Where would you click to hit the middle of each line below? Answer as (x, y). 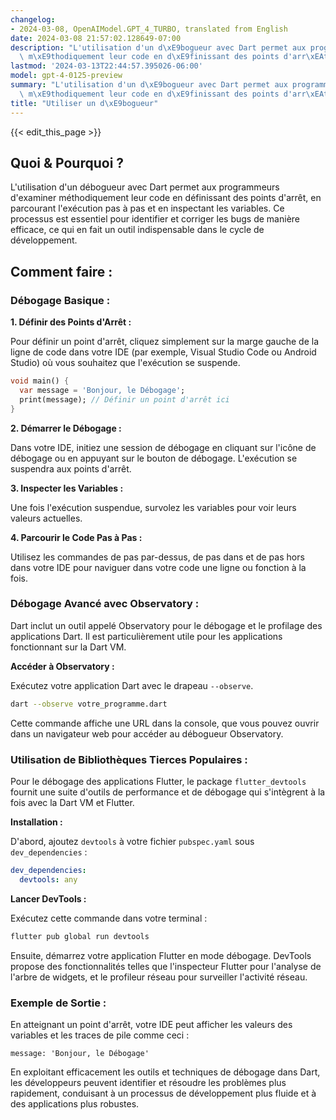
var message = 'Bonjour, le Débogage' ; (102, 390)
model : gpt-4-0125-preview (66, 76)
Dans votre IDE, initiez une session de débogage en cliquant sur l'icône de (163, 447)
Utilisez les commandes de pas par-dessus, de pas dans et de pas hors (157, 557)
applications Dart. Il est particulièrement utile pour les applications (146, 636)
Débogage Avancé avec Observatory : (105, 604)
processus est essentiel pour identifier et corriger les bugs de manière (155, 219)
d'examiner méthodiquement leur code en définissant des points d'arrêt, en (166, 198)
